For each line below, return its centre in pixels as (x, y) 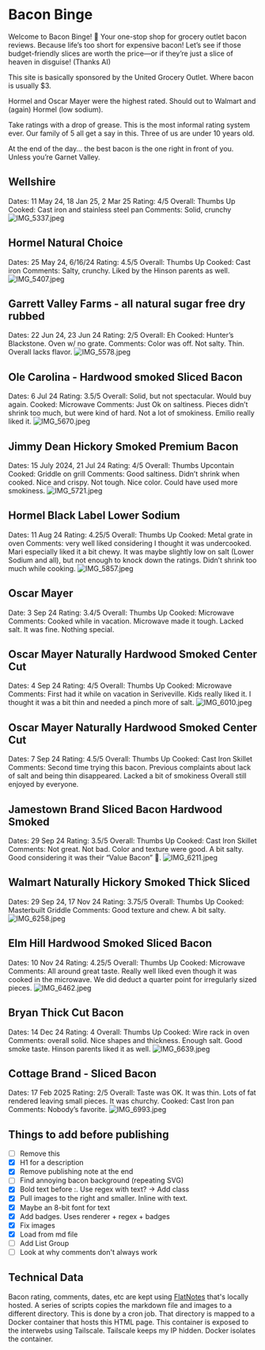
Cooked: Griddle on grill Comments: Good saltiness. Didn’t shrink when (124, 474)
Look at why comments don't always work (89, 1252)
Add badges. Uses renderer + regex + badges (95, 1216)
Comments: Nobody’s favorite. (58, 1110)
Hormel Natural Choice (66, 243)
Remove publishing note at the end (76, 1172)
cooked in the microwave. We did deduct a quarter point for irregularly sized (132, 979)
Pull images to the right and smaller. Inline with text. (104, 1199)
